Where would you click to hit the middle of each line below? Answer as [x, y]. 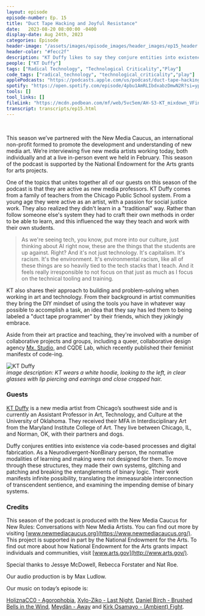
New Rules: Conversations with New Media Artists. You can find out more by [103, 527]
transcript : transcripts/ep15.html [52, 108]
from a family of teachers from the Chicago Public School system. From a [99, 195]
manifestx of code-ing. [35, 354]
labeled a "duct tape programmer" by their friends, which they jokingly [95, 316]
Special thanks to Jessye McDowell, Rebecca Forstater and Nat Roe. [92, 565]
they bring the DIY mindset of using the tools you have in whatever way [96, 303]
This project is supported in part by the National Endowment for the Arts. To [102, 540]
